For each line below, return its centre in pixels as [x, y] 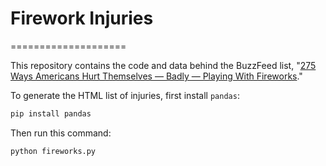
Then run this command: [61, 133]
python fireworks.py [53, 151]
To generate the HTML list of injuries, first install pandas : [125, 95]
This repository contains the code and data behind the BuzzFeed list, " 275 [163, 65]
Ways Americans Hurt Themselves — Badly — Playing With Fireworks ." [156, 76]
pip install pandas [51, 113]
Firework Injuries [82, 18]
